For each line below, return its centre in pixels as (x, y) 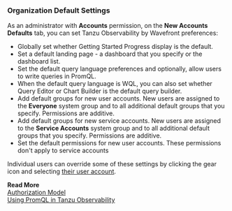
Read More (23, 185)
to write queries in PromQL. (57, 76)
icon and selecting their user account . (62, 172)
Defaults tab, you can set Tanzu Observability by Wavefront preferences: (113, 33)
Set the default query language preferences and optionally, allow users (119, 69)
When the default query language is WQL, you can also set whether (115, 84)
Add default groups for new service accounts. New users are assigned (119, 121)
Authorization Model (37, 192)
